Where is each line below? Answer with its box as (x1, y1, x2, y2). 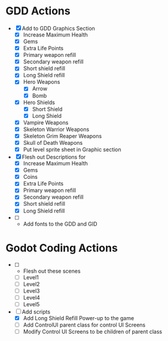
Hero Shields (23, 99, 55, 106)
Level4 (23, 294, 40, 301)
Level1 (23, 273, 39, 281)
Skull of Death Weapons (23, 139, 83, 146)
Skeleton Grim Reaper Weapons (23, 132, 102, 139)
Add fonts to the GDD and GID (23, 220, 97, 227)
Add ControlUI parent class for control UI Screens (23, 321, 146, 328)
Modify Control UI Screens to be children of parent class (23, 328, 163, 335)
